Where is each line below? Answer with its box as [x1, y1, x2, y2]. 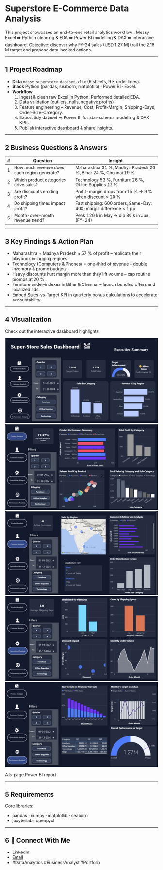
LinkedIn [12, 849, 30, 855]
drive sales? [14, 182, 38, 187]
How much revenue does [14, 165, 65, 170]
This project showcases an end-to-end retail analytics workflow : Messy [5, 29, 149, 35]
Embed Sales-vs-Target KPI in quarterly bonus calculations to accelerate [12, 292, 158, 298]
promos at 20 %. [12, 276, 46, 282]
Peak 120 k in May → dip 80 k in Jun [75, 212, 149, 218]
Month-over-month [14, 212, 54, 218]
